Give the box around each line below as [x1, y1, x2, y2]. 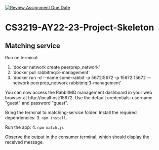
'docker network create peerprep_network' [12, 64, 100, 70]
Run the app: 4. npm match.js [5, 124, 64, 130]
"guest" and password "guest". [5, 100, 68, 106]
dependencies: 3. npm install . [5, 115, 68, 120]
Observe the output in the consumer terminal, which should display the [5, 134, 150, 140]
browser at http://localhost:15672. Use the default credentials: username [5, 95, 153, 101]
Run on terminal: [5, 55, 39, 60]
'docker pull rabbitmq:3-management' [12, 70, 90, 75]
